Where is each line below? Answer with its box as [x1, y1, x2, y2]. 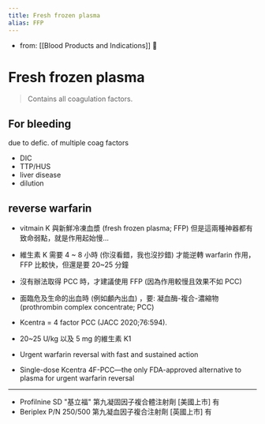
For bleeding [8, 117, 72, 130]
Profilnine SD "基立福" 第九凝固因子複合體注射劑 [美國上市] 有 [19, 397, 220, 407]
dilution [19, 178, 45, 188]
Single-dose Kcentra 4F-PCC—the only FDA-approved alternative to [19, 365, 242, 375]
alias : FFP [8, 19, 44, 27]
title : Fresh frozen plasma [8, 11, 101, 20]
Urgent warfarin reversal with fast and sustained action [19, 350, 199, 359]
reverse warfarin [8, 201, 92, 215]
